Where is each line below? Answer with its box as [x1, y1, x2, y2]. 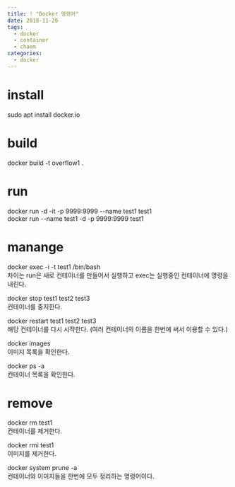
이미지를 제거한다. [7, 449, 57, 458]
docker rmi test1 [7, 441, 54, 449]
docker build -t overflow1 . [7, 159, 84, 167]
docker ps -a [7, 362, 44, 370]
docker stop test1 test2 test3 [7, 294, 90, 302]
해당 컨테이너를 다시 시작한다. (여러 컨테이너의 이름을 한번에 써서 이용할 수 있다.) [7, 325, 228, 333]
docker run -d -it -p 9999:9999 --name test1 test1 [7, 207, 152, 215]
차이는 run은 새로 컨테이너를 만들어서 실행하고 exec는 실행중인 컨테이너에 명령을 [7, 270, 229, 280]
